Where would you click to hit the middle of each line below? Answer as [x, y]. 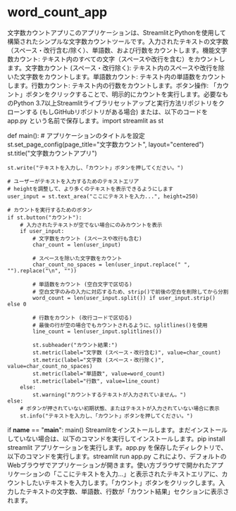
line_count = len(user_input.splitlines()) [97, 332]
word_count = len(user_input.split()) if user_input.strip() [124, 298]
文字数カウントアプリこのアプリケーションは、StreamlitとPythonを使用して [117, 32]
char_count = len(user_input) [77, 245]
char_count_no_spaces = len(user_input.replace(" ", [112, 265]
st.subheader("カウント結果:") [75, 345]
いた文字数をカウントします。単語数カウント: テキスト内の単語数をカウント [117, 76]
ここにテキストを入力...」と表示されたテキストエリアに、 [139, 474]
